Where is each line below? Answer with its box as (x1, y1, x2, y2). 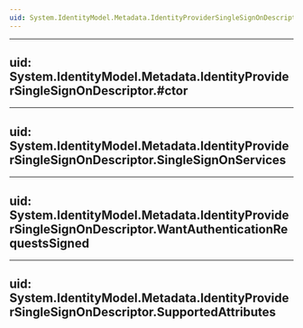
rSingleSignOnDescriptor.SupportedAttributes (9, 305, 277, 320)
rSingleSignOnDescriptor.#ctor (9, 83, 188, 99)
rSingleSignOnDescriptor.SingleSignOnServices (9, 152, 287, 168)
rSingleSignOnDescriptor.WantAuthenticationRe (9, 222, 289, 237)
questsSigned (9, 235, 90, 251)
